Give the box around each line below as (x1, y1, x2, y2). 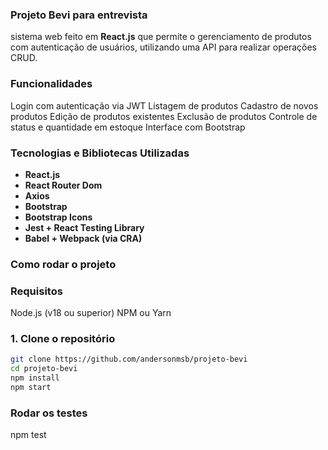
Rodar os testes (10, 406, 88, 420)
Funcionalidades (10, 77, 93, 91)
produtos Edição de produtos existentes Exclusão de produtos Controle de (10, 110, 318, 122)
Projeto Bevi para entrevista (10, 8, 148, 22)
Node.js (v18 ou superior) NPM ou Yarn (10, 307, 172, 319)
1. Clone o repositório (10, 332, 116, 346)
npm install (10, 373, 60, 383)
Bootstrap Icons (24, 211, 93, 223)
